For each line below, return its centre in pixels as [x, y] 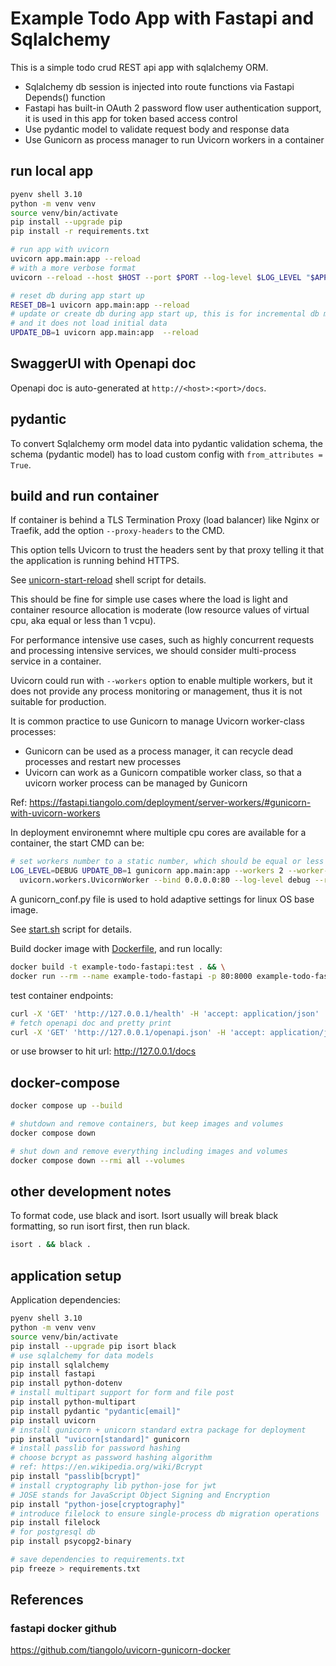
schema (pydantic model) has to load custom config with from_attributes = [166, 454]
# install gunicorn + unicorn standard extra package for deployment [158, 1430]
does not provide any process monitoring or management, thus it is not [156, 691]
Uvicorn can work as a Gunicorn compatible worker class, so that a [163, 773]
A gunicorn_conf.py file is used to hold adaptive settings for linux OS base [162, 899]
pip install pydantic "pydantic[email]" [96, 1411]
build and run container [85, 496]
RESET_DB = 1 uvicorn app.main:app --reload [100, 305]
